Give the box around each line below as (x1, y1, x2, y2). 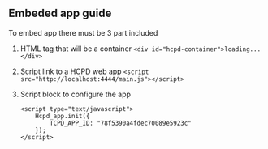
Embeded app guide (8, 6, 112, 20)
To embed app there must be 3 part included (8, 28, 158, 37)
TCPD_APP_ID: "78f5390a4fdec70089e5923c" (50, 119, 192, 127)
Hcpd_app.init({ (35, 112, 90, 120)
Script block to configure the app (19, 89, 132, 99)
